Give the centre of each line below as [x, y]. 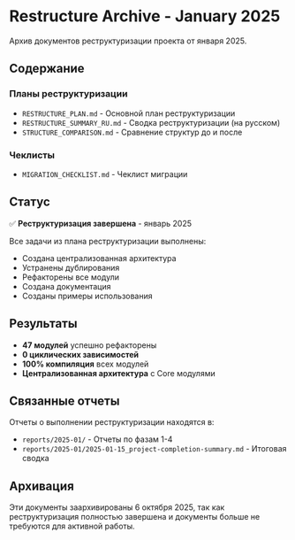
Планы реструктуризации [68, 94]
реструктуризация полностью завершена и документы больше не [135, 517]
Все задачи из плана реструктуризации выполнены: [108, 241]
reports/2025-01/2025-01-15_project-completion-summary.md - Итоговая [154, 449]
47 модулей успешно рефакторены [89, 345]
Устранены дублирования [71, 267]
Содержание [47, 69]
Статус [30, 202]
